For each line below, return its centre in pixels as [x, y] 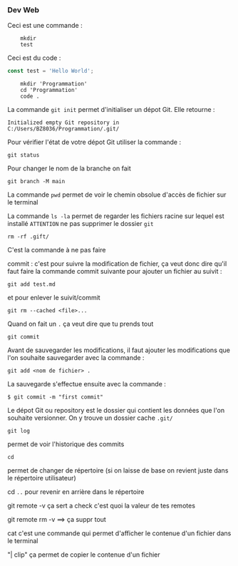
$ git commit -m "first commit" [55, 397]
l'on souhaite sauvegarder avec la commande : [76, 358]
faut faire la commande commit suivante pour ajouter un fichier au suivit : [115, 272]
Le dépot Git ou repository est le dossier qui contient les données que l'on [116, 411]
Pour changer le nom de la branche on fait [69, 168]
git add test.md [31, 284]
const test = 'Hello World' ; [51, 71]
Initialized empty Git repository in [63, 123]
